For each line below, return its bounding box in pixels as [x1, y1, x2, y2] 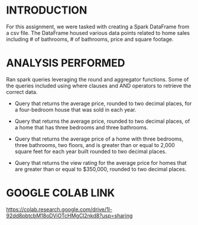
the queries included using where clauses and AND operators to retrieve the [6, 82, 191, 89]
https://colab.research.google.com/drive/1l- [6, 206, 112, 213]
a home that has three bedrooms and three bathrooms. [14, 123, 148, 131]
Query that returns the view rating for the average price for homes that [14, 159, 187, 166]
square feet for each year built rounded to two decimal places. [14, 148, 167, 155]
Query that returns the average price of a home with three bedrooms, [14, 135, 184, 142]
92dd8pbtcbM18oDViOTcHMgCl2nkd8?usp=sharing [6, 212, 133, 219]
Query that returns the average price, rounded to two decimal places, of [14, 118, 190, 125]
